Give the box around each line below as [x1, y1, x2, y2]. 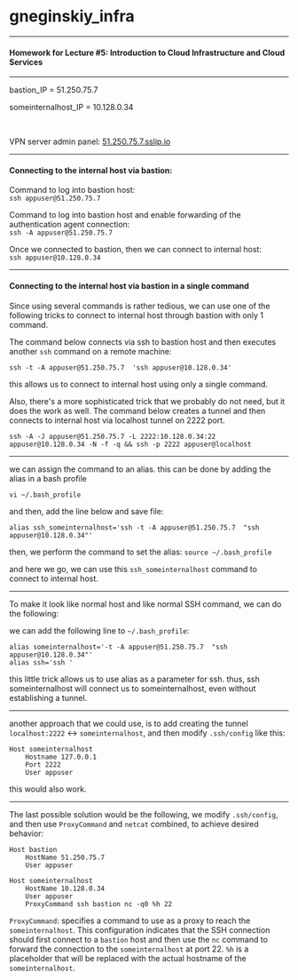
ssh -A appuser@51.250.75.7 [9, 228, 114, 237]
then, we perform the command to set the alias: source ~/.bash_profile [9, 546, 272, 557]
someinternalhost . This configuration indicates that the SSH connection [9, 924, 271, 935]
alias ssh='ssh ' [9, 657, 74, 667]
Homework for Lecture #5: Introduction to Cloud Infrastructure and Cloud [9, 47, 286, 58]
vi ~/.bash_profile [9, 490, 82, 499]
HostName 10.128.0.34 [25, 884, 105, 893]
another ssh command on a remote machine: [9, 346, 172, 356]
